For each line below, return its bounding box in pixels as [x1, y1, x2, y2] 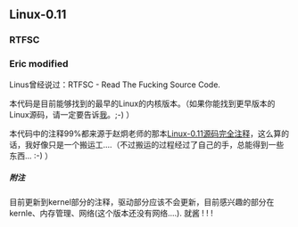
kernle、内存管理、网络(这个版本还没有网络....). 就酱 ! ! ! [9, 207, 214, 218]
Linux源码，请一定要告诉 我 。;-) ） [9, 109, 135, 119]
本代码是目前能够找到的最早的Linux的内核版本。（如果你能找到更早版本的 [9, 98, 276, 109]
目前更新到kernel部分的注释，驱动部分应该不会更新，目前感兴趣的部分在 [9, 196, 275, 207]
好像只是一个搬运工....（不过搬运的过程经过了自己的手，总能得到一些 [32, 139, 285, 150]
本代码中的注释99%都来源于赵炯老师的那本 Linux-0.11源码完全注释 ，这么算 [9, 128, 282, 139]
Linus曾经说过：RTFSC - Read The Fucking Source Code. [9, 79, 221, 90]
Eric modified [9, 58, 69, 70]
